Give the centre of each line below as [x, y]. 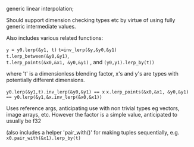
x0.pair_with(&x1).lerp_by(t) [44, 138]
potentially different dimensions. [46, 80]
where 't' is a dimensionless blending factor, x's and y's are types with [92, 73]
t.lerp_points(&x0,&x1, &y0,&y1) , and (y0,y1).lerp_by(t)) [80, 62]
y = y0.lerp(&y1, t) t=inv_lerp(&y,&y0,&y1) [62, 50]
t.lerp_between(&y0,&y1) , [38, 56]
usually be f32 [24, 121]
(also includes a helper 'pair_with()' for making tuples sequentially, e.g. [93, 132]
